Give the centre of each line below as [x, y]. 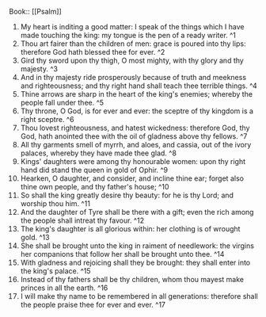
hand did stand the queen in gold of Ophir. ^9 [94, 170]
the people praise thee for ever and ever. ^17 [93, 305]
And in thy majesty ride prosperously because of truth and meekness [133, 77]
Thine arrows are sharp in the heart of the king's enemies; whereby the [136, 94]
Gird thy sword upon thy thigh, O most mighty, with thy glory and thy [132, 60]
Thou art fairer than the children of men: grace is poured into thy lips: [133, 44]
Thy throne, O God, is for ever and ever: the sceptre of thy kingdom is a [137, 111]
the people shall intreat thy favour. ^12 [82, 220]
